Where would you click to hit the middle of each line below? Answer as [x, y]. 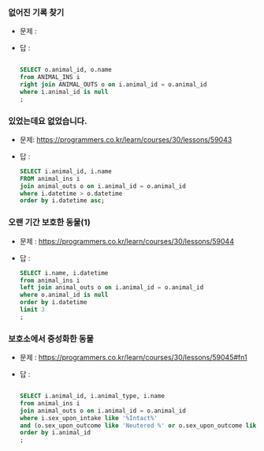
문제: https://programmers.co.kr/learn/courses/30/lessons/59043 [126, 139]
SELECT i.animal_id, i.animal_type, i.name [92, 397]
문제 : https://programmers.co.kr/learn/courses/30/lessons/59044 [127, 241]
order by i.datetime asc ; [62, 201]
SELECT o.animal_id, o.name [65, 70]
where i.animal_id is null [64, 92]
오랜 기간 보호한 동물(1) [49, 223]
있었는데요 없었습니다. [48, 121]
